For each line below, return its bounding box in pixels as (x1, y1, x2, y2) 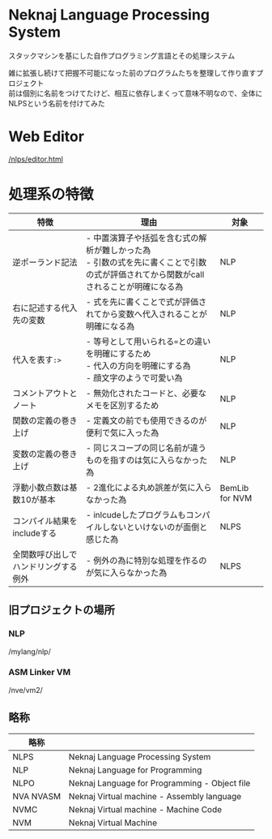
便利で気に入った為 (86, 427, 159, 438)
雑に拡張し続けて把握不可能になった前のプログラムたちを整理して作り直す (8, 67, 257, 78)
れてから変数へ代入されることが (86, 308, 208, 320)
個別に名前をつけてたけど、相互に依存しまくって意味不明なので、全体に (22, 88, 263, 98)
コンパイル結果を (12, 515, 79, 527)
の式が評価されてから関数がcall (86, 269, 205, 280)
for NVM (219, 493, 253, 504)
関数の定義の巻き (12, 415, 79, 426)
